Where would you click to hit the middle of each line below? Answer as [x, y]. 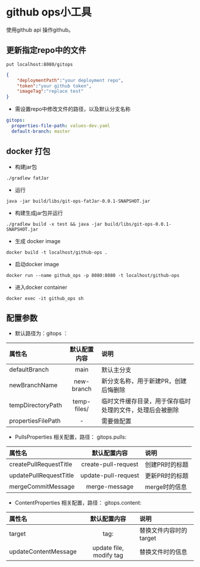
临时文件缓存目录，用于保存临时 [146, 401]
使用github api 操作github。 [40, 30]
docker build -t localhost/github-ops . [57, 252]
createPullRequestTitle [41, 464]
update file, [108, 548]
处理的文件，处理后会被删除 [140, 410]
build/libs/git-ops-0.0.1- [138, 224]
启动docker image [37, 264]
